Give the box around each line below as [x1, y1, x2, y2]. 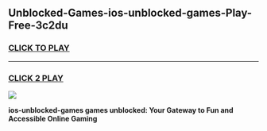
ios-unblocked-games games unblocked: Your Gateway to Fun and [8, 105, 234, 114]
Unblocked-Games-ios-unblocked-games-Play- [8, 6, 253, 20]
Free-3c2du [8, 19, 69, 33]
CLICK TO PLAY [8, 43, 70, 54]
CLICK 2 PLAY [8, 72, 64, 83]
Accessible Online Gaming [8, 114, 98, 123]
